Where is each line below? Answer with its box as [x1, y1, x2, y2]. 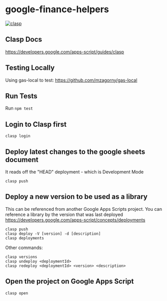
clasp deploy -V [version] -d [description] [5, 231, 101, 236]
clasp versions [5, 254, 38, 259]
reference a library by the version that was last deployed [5, 211, 123, 217]
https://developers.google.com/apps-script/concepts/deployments [5, 216, 146, 223]
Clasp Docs [5, 35, 42, 44]
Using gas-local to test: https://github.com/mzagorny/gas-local [5, 77, 138, 83]
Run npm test [5, 105, 33, 112]
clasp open [5, 290, 28, 296]
